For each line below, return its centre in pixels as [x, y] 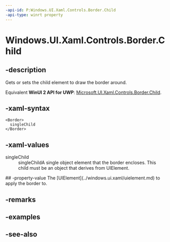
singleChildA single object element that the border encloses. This [87, 163]
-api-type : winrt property [34, 15]
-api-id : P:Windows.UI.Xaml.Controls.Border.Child [61, 10]
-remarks [21, 200]
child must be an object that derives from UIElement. [74, 168]
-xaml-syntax [28, 108]
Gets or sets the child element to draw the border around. [66, 82]
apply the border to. [26, 184]
